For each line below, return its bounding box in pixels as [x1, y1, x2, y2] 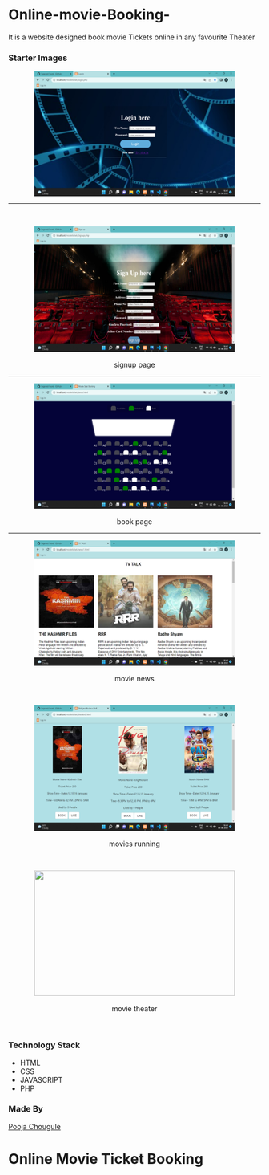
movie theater [111, 1004, 158, 1014]
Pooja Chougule [8, 1121, 62, 1131]
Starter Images [8, 52, 68, 63]
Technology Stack [8, 1039, 81, 1051]
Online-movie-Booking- [8, 6, 171, 24]
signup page [114, 360, 155, 370]
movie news [114, 674, 155, 684]
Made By [8, 1104, 44, 1115]
